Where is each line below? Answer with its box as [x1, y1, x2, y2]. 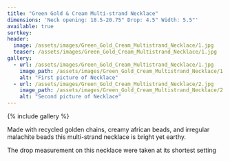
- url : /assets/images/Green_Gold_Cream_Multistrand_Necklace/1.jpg [13, 61, 214, 68]
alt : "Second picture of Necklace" [19, 94, 122, 100]
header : [7, 36, 30, 43]
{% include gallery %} [7, 112, 70, 120]
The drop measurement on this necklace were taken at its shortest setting [7, 146, 217, 154]
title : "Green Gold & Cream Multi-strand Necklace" [7, 10, 158, 17]
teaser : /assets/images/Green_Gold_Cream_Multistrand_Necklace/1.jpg [13, 49, 217, 56]
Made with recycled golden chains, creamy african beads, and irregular [7, 125, 210, 133]
